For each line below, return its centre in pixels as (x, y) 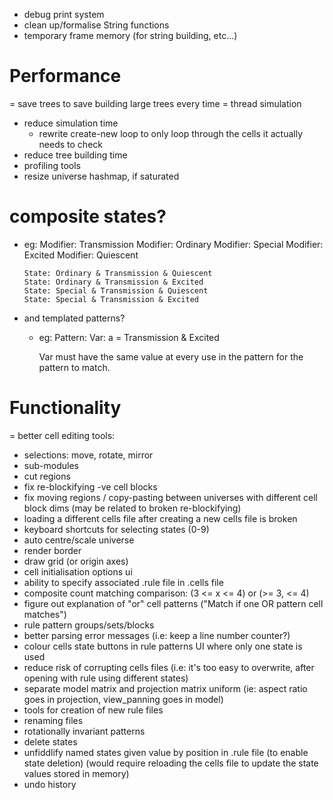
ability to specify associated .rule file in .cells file (123, 582)
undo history (50, 784)
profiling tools (52, 165)
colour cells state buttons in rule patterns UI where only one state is (163, 646)
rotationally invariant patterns (84, 731)
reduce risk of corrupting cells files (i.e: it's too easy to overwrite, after (169, 667)
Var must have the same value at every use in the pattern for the (171, 356)
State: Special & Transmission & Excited (111, 299)
